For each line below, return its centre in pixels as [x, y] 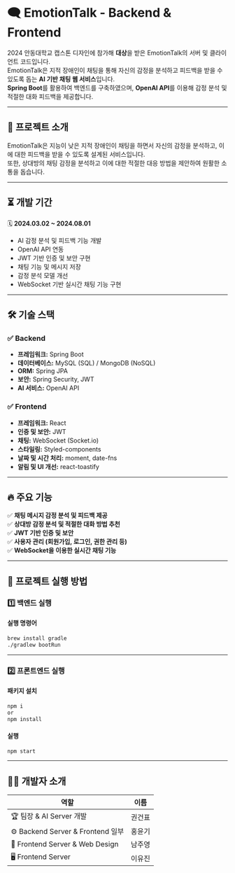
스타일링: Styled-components [59, 449]
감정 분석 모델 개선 [43, 275]
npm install [24, 719]
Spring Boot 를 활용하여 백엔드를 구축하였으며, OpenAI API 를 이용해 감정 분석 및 [117, 88]
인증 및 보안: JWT [42, 431]
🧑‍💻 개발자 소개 [37, 781]
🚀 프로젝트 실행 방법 [48, 581]
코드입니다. [35, 61]
